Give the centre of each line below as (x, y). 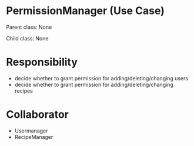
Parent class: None (29, 27)
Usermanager (31, 131)
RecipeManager (34, 137)
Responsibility (42, 62)
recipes (24, 91)
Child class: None (27, 38)
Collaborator (37, 115)
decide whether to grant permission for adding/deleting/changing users (101, 78)
